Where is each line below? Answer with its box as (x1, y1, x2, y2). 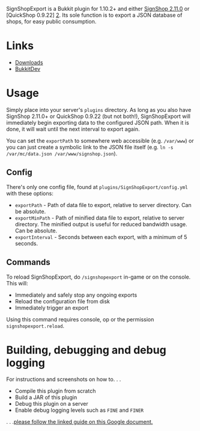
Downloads (14, 58, 43, 66)
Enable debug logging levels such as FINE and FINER (14, 406, 144, 414)
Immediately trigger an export (14, 304, 89, 311)
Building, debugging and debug (6, 343, 166, 357)
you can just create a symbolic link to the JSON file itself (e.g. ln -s (6, 143, 174, 150)
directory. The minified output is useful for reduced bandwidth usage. (14, 220, 187, 228)
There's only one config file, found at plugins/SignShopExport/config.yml (6, 183, 188, 190)
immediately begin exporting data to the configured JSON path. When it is (6, 119, 189, 126)
